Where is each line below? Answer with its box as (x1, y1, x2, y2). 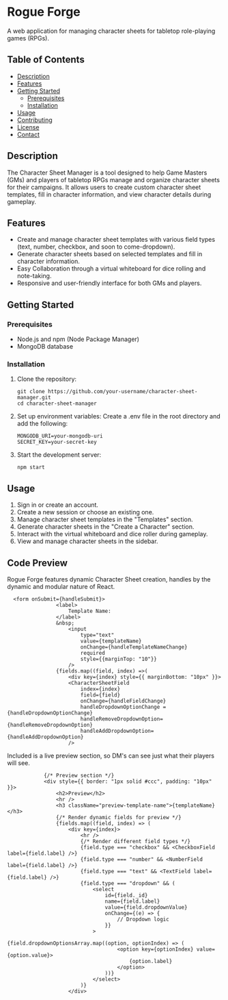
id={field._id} (104, 892, 148, 899)
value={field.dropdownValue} (104, 903, 188, 911)
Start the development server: (16, 451, 102, 459)
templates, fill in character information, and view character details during (7, 190, 212, 199)
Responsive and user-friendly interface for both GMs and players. (16, 279, 202, 288)
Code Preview (7, 557, 68, 568)
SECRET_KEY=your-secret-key (16, 439, 97, 446)
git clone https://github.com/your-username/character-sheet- (16, 388, 198, 395)
